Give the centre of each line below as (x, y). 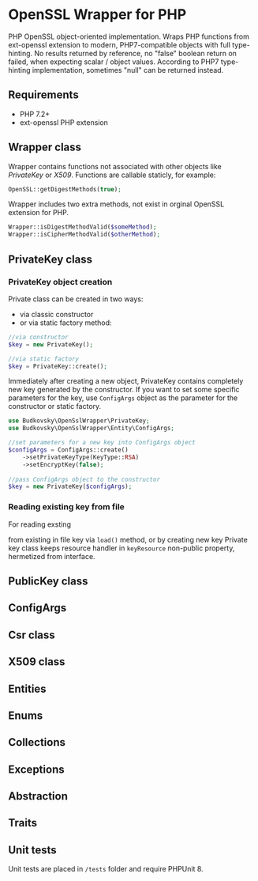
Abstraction (38, 796)
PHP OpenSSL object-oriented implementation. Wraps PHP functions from (129, 36)
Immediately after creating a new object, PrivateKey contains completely (126, 381)
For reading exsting (39, 524)
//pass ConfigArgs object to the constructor (84, 479)
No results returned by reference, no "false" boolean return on (135, 53)
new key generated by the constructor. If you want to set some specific (124, 390)
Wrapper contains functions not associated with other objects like (115, 166)
